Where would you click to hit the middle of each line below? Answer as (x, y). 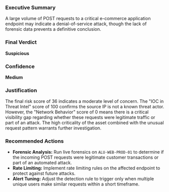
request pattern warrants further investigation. (53, 128)
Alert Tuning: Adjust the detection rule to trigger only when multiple (83, 179)
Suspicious (17, 53)
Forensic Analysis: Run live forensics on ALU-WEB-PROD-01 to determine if (88, 152)
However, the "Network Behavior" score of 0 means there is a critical (77, 112)
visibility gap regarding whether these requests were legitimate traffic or (80, 117)
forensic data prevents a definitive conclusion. (53, 29)
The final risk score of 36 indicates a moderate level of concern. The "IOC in (84, 101)
